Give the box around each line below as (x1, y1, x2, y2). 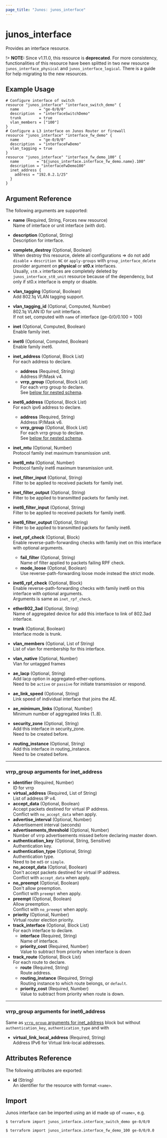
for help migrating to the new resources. (5, 71, 88, 77)
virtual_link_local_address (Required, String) (12, 1034, 106, 1040)
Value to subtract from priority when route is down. (20, 991, 125, 997)
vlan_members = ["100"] (10, 120, 59, 125)
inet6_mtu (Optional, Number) (12, 460, 75, 466)
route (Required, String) (20, 964, 69, 970)
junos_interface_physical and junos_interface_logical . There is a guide (5, 65, 156, 71)
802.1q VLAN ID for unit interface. (12, 309, 81, 315)
